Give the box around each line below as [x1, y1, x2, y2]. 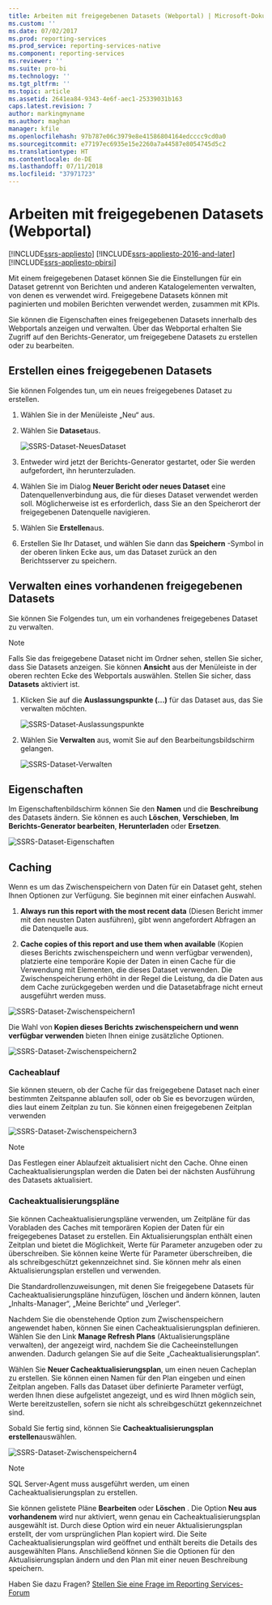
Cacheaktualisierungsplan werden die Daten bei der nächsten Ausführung [8, 1167, 255, 1176]
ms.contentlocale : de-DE [8, 155, 92, 163]
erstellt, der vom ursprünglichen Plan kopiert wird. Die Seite [8, 1529, 207, 1539]
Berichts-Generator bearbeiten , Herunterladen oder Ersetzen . [8, 822, 221, 831]
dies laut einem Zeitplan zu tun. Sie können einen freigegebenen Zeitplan [8, 1103, 253, 1112]
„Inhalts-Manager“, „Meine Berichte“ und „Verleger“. [8, 1298, 181, 1308]
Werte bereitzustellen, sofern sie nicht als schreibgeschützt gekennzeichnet [8, 1398, 262, 1408]
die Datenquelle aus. [19, 924, 89, 933]
